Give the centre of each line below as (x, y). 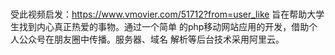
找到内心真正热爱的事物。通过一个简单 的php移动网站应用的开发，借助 (164, 27)
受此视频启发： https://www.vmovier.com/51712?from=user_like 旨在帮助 (159, 14)
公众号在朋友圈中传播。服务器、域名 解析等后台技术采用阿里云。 (151, 39)
